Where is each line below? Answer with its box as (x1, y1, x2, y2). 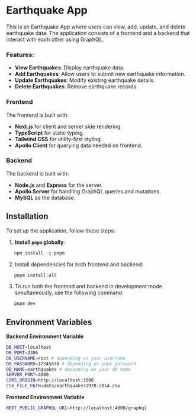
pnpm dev (14, 301, 36, 307)
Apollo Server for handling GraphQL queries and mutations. (14, 187, 161, 195)
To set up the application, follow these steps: (6, 227, 115, 234)
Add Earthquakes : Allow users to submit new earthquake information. (14, 71, 185, 78)
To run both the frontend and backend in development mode (14, 283, 163, 290)
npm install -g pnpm (14, 250, 65, 256)
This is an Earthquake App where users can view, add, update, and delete (6, 23, 185, 30)
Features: (6, 50, 34, 59)
